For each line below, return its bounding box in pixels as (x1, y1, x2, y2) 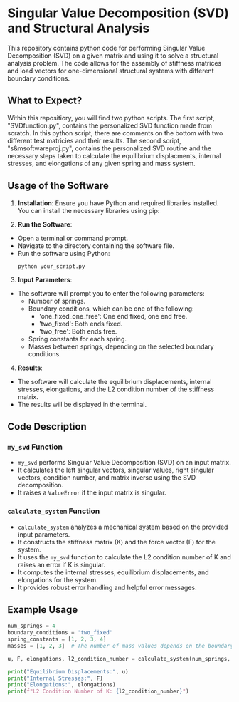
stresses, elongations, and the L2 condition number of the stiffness (17, 385, 215, 393)
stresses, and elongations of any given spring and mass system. (7, 159, 196, 167)
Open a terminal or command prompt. (17, 234, 129, 242)
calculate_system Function (7, 506, 100, 516)
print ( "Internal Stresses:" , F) (7, 675, 103, 682)
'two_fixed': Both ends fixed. (38, 319, 123, 328)
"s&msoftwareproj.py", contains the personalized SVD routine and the (7, 144, 212, 153)
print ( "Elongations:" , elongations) (7, 681, 116, 688)
